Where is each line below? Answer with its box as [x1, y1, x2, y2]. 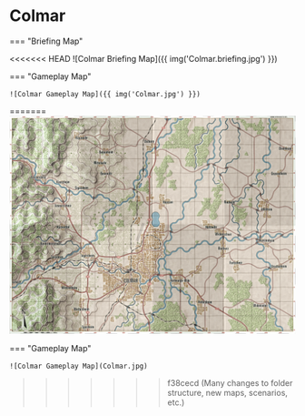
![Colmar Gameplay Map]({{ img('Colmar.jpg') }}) [9, 89, 202, 98]
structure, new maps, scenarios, [167, 387, 289, 398]
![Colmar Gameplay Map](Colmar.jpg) [9, 361, 148, 370]
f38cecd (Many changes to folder [167, 377, 293, 388]
